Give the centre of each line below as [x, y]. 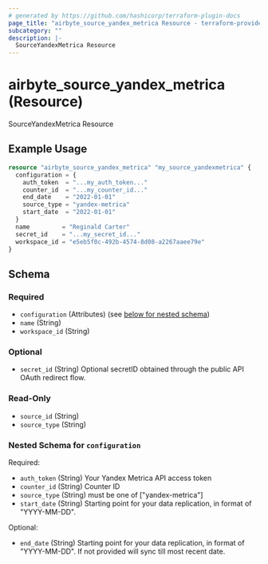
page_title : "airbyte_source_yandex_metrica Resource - [103, 23]
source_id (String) [49, 415]
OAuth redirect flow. [53, 378]
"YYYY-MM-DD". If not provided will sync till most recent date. [122, 551]
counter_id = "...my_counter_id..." [85, 190]
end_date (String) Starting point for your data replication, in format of [132, 542]
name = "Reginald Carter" [73, 227]
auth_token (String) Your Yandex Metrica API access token [116, 478]
